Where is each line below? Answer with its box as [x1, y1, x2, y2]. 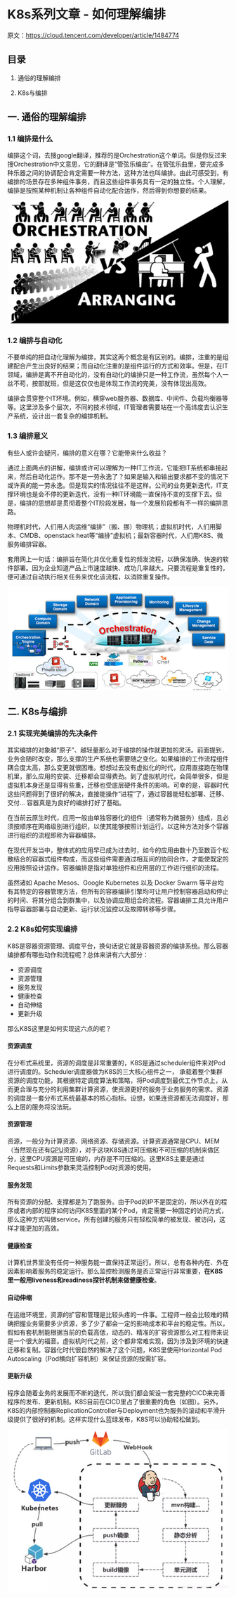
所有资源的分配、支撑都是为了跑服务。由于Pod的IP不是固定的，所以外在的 [7, 1198, 221, 1206]
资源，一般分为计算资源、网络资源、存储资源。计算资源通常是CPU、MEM [7, 1136, 220, 1145]
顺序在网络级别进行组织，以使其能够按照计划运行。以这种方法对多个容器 [19, 822, 229, 830]
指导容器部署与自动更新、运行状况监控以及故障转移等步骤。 [7, 905, 180, 913]
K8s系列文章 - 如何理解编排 [7, 6, 166, 23]
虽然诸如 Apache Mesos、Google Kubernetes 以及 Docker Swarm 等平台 [7, 878, 218, 887]
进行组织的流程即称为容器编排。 [7, 831, 100, 840]
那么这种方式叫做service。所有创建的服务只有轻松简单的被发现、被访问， [7, 1215, 220, 1224]
